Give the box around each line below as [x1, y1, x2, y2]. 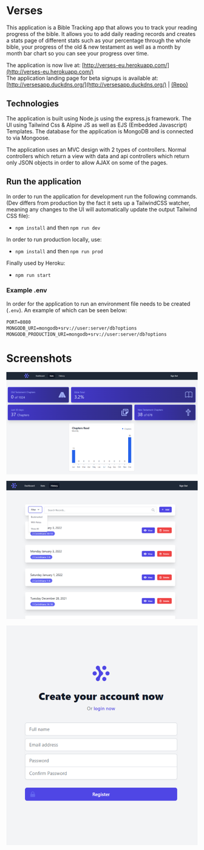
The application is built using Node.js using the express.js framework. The [6, 114, 192, 122]
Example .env [6, 286, 47, 295]
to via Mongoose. [6, 134, 50, 141]
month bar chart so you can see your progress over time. [6, 49, 149, 57]
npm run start [15, 272, 51, 278]
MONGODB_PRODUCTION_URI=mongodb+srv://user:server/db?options [6, 331, 167, 337]
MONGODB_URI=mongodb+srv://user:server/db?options [6, 325, 137, 331]
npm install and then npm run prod [15, 247, 103, 255]
